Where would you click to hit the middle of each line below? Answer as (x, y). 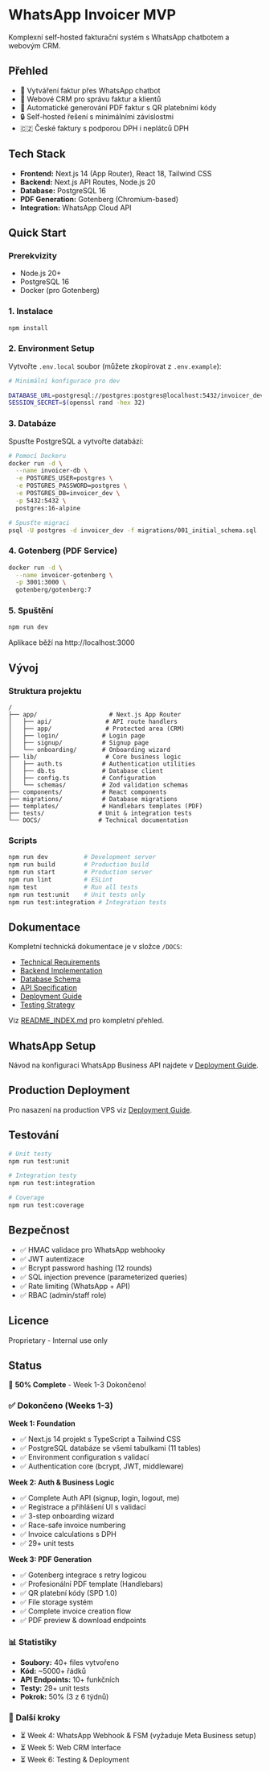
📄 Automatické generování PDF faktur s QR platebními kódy (118, 107)
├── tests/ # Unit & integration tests (100, 814)
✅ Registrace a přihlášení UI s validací (83, 1506)
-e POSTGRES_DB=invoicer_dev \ (68, 494)
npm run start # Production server (80, 872)
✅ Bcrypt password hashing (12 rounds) (86, 1268)
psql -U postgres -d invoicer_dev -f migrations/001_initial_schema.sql (133, 530)
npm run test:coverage (46, 1205)
